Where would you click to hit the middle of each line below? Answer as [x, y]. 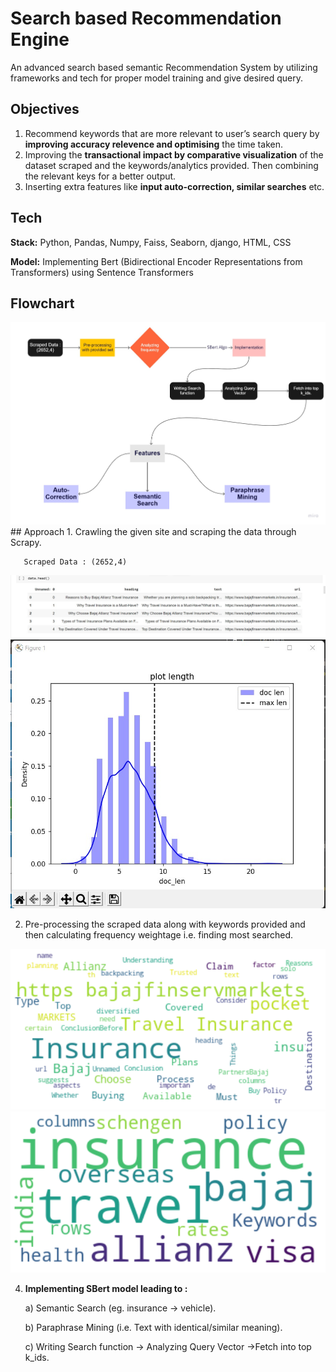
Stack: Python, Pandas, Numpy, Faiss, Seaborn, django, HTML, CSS [151, 242]
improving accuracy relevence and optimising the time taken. [153, 144]
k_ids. [37, 1357]
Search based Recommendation [146, 18]
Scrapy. [26, 542]
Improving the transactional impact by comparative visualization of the [174, 154]
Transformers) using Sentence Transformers [102, 272]
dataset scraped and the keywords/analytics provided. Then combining [171, 165]
